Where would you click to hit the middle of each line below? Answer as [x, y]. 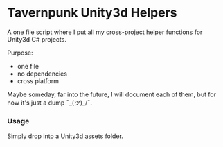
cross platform [38, 80]
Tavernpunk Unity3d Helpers [92, 13]
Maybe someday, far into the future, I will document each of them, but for [112, 94]
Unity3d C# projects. [37, 39]
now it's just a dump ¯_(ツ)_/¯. [50, 103]
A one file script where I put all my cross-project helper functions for [105, 32]
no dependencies [42, 73]
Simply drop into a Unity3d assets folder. [65, 136]
